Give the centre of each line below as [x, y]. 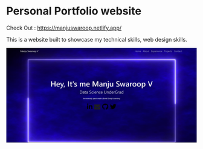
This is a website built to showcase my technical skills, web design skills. [97, 39]
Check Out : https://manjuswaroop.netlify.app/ [64, 28]
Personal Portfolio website [74, 11]
